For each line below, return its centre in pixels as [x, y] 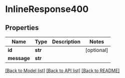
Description [66, 42]
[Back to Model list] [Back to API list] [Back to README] [62, 70]
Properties [22, 28]
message [19, 58]
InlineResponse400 [47, 9]
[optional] [97, 50]
